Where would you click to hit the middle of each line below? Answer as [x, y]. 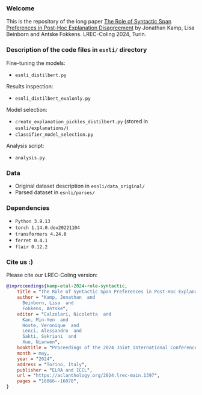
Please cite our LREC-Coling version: [52, 275]
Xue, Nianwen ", [41, 342]
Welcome [20, 8]
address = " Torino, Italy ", [52, 364]
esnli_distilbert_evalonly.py [53, 98]
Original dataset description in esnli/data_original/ [80, 186]
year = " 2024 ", [36, 359]
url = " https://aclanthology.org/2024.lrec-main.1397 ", [89, 376]
